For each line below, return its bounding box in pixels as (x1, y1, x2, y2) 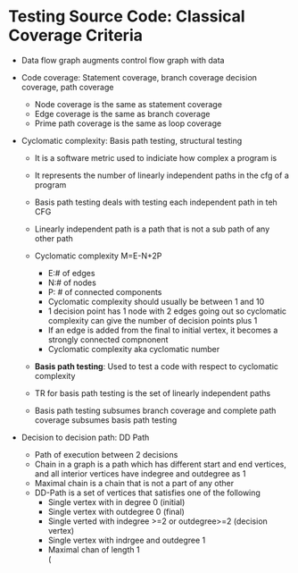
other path (34, 232, 73, 243)
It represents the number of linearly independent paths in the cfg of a (34, 170, 289, 181)
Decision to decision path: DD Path (21, 432, 150, 442)
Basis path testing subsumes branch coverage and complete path (34, 405, 277, 416)
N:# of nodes (47, 277, 97, 288)
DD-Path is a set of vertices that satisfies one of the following (34, 487, 261, 498)
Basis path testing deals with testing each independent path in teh (34, 197, 277, 207)
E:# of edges (47, 267, 95, 278)
